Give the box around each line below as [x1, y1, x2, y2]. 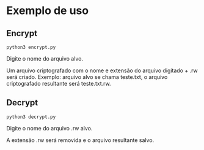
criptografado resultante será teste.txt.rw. [6, 80, 111, 87]
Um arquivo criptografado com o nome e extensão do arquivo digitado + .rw [6, 67, 199, 74]
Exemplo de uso [6, 4, 89, 18]
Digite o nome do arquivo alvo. [6, 55, 84, 62]
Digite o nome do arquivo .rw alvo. [6, 124, 93, 132]
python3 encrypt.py [6, 44, 56, 50]
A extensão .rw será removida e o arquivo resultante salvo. [6, 136, 155, 144]
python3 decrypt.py [6, 114, 56, 120]
